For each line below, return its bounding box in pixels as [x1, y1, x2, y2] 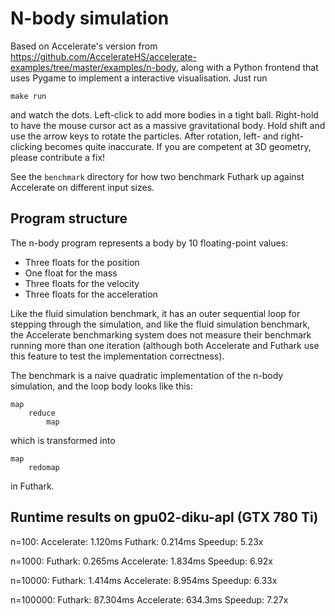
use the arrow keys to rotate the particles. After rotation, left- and [10, 130, 279, 142]
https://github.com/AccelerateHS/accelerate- [10, 50, 197, 62]
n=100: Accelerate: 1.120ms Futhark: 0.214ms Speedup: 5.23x [10, 535, 264, 547]
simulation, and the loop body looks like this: [10, 380, 193, 392]
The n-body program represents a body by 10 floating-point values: [10, 237, 289, 249]
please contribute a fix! [10, 151, 106, 163]
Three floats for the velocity [24, 277, 140, 289]
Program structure [10, 210, 128, 227]
